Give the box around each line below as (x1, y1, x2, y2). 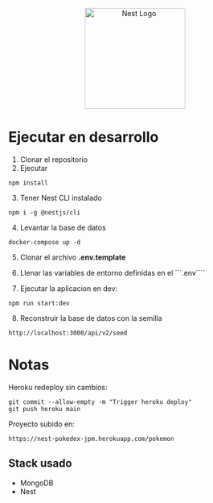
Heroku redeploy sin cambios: (8, 382, 108, 392)
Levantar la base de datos (19, 222, 106, 232)
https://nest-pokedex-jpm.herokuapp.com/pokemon (8, 434, 174, 443)
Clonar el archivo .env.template (19, 252, 126, 262)
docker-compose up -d (8, 238, 81, 246)
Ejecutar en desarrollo (8, 128, 159, 147)
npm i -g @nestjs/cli (8, 208, 81, 217)
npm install (8, 178, 48, 187)
